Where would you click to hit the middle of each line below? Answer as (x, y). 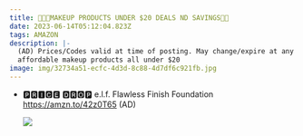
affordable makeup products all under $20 (99, 60)
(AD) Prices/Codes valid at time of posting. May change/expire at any (156, 52)
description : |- (40, 43)
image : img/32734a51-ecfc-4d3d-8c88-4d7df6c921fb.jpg (113, 69)
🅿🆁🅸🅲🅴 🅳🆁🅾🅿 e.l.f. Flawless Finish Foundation (118, 94)
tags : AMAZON (34, 34)
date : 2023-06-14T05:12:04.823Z (70, 26)
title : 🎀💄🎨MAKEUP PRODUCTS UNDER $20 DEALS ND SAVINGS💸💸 (119, 18)
